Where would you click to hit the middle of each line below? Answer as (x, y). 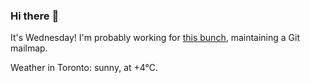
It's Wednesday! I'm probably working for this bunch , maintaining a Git (155, 38)
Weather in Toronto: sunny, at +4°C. (84, 68)
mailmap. (29, 48)
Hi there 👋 (35, 16)
